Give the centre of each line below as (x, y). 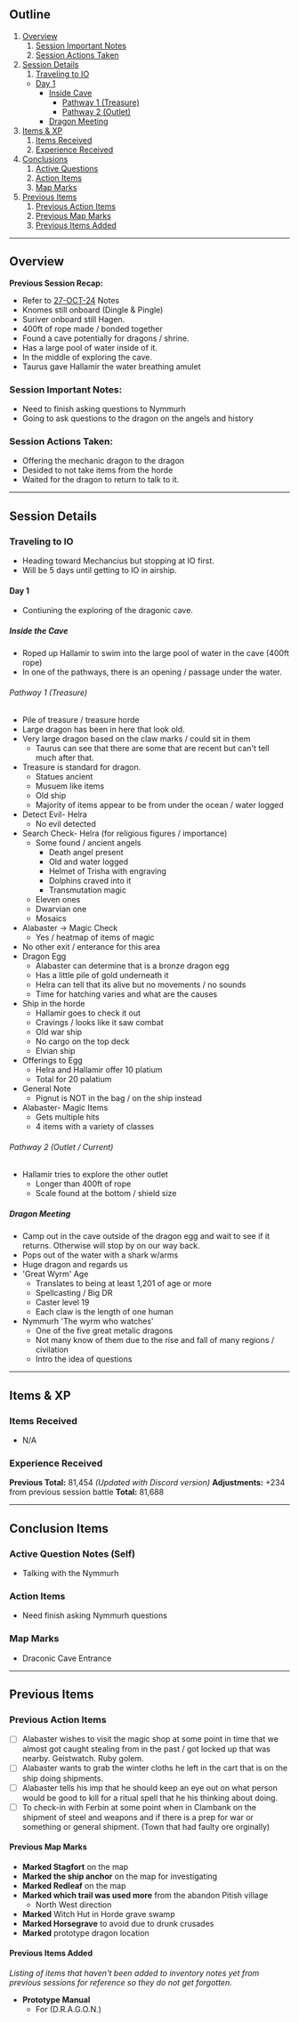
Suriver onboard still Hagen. (73, 319)
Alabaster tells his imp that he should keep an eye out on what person (150, 1787)
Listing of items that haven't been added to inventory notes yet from (134, 1973)
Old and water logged (89, 862)
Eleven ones (58, 900)
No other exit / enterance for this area (91, 947)
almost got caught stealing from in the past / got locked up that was (146, 1749)
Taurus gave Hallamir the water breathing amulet (111, 366)
